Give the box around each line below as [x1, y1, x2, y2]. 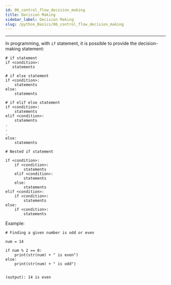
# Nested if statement [5, 149, 53, 154]
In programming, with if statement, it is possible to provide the [5, 40, 137, 46]
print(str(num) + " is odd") [14, 262, 76, 267]
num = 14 [5, 239, 24, 244]
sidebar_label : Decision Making [5, 17, 74, 22]
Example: [5, 220, 25, 226]
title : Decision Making [5, 12, 56, 17]
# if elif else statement [5, 100, 60, 105]
